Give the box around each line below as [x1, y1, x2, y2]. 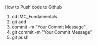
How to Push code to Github [4, 4, 62, 10]
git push [11, 34, 29, 40]
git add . [11, 19, 29, 24]
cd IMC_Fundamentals [11, 14, 58, 19]
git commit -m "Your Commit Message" [11, 29, 93, 35]
